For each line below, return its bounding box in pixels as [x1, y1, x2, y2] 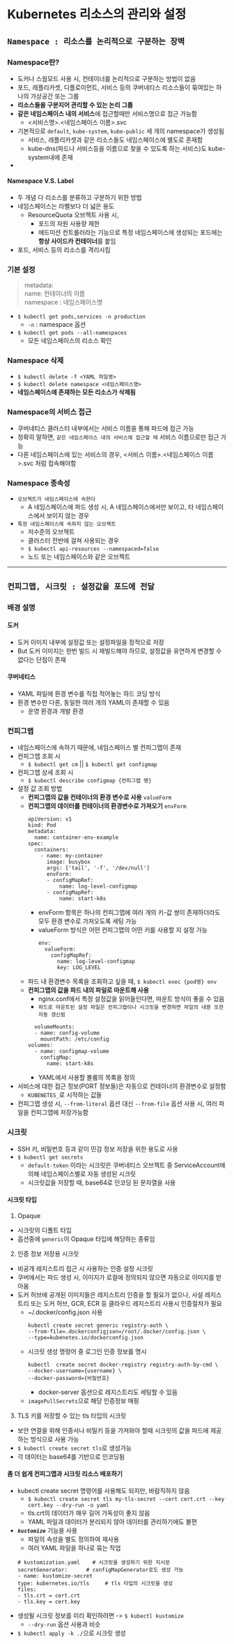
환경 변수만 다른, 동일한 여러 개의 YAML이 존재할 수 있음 [17, 698, 170, 706]
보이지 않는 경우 [46, 511, 90, 520]
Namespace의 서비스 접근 [7, 406, 92, 416]
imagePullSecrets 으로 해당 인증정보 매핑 [27, 1396, 139, 1404]
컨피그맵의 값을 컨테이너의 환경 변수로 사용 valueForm [27, 793, 172, 802]
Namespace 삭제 [7, 355, 64, 365]
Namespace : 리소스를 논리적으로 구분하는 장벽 [7, 36, 185, 46]
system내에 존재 [27, 153, 73, 161]
